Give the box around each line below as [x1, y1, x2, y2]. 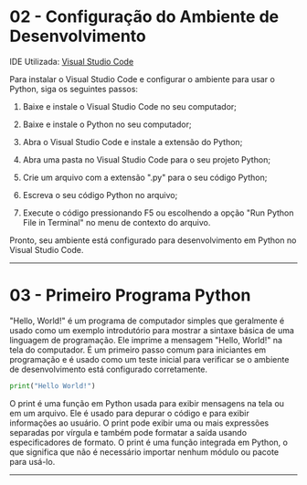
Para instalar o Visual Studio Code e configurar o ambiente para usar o [9, 73, 276, 84]
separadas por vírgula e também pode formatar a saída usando [9, 427, 248, 438]
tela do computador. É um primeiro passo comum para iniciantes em [9, 344, 267, 355]
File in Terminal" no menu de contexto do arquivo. [22, 216, 211, 227]
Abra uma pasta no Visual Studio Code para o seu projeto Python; [22, 153, 271, 165]
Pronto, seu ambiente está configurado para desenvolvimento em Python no [9, 235, 297, 246]
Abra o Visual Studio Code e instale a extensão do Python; [22, 136, 243, 147]
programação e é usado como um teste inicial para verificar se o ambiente [9, 353, 290, 364]
